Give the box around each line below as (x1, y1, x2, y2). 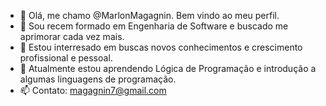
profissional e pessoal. (19, 52, 113, 64)
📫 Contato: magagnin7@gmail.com (19, 85, 167, 96)
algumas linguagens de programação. (19, 73, 177, 85)
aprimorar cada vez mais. (19, 31, 125, 42)
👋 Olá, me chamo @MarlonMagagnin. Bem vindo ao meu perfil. (19, 10, 280, 21)
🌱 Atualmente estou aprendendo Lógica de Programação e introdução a (19, 63, 317, 74)
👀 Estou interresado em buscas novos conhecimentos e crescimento (19, 41, 303, 53)
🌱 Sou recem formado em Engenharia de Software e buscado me (19, 20, 289, 32)
